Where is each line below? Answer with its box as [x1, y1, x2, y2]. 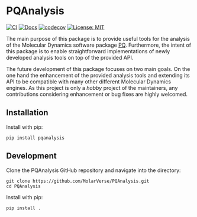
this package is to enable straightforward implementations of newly [6, 47, 170, 54]
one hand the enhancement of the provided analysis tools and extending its [6, 72, 190, 79]
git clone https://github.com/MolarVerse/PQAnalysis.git [6, 178, 150, 184]
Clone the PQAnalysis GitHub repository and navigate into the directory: [6, 167, 182, 174]
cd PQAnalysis [6, 183, 41, 189]
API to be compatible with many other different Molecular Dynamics [6, 78, 172, 85]
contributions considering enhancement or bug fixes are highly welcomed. [6, 90, 188, 98]
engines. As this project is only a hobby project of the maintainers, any [6, 84, 178, 91]
